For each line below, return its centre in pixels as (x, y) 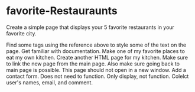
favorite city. (21, 33)
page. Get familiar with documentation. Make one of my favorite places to (95, 51)
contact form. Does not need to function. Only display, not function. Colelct (97, 76)
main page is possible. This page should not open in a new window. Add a (96, 70)
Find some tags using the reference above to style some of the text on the (96, 45)
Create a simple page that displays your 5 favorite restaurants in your (90, 27)
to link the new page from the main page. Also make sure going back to (93, 64)
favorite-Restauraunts (62, 11)
